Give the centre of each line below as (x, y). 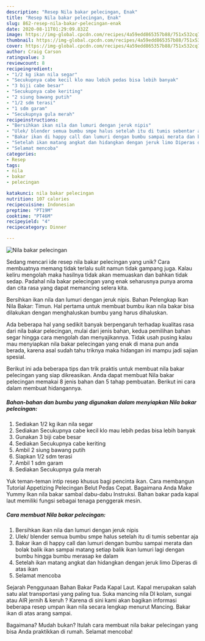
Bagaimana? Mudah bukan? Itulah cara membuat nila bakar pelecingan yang (102, 625)
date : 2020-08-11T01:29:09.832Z (47, 29)
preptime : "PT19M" (30, 210)
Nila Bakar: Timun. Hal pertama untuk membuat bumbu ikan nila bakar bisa (100, 306)
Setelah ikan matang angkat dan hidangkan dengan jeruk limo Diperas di (106, 562)
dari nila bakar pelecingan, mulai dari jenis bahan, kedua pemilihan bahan (99, 331)
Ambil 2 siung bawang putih (50, 450)
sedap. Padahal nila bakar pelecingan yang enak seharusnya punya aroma (100, 281)
